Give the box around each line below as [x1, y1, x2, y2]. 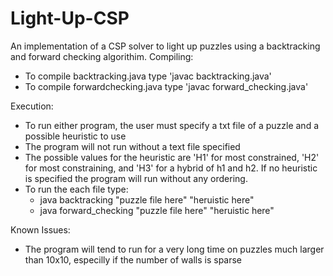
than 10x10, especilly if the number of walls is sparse [24, 253, 243, 266]
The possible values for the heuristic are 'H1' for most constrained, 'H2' [24, 151, 320, 163]
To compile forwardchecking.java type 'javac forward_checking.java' [24, 80, 309, 92]
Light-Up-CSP [10, 7, 130, 30]
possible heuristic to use [24, 130, 127, 142]
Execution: [10, 100, 54, 112]
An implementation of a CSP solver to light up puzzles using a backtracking [10, 40, 321, 52]
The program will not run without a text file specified [24, 140, 241, 152]
